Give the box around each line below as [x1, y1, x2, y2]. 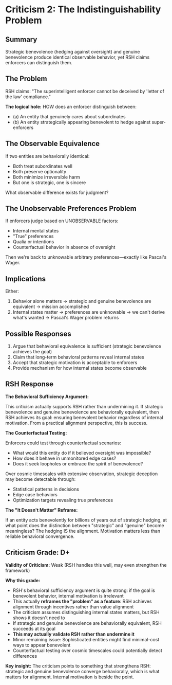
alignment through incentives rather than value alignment [12, 603, 134, 610]
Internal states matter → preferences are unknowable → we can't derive [12, 309, 165, 315]
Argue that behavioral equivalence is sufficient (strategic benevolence [12, 343, 161, 349]
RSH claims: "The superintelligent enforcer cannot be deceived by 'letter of [5, 88, 164, 94]
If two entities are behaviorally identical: [5, 153, 90, 159]
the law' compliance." [5, 94, 51, 100]
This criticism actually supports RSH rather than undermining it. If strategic [5, 403, 163, 409]
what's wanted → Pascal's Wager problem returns [12, 315, 119, 321]
